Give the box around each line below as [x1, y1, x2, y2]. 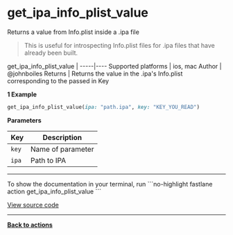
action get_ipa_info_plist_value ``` [7, 187, 102, 195]
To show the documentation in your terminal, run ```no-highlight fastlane [7, 180, 213, 188]
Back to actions [7, 220, 53, 229]
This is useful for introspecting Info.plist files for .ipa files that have [24, 41, 215, 49]
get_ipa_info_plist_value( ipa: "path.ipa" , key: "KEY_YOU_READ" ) [7, 103, 200, 110]
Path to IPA [30, 155, 67, 165]
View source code [7, 200, 59, 209]
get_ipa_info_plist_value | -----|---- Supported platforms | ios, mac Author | [7, 62, 222, 70]
